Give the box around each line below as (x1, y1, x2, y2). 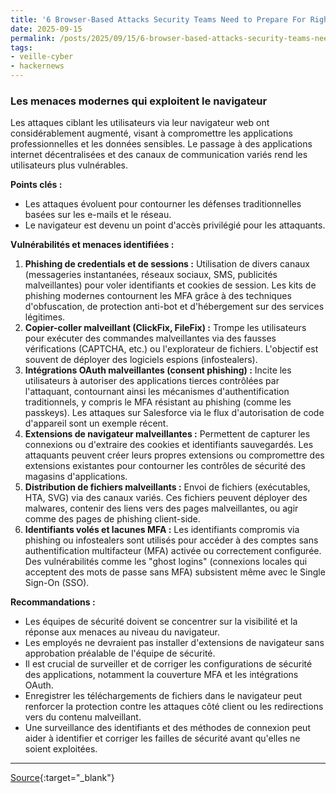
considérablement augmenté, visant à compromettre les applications (10, 127, 293, 140)
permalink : (10, 33, 56, 43)
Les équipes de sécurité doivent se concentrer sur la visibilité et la (24, 616, 298, 628)
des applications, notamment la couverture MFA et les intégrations (24, 669, 299, 681)
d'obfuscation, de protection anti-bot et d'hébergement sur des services (24, 301, 325, 313)
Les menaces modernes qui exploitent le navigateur (10, 94, 268, 108)
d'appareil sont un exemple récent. (24, 417, 169, 430)
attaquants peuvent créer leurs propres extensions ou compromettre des (24, 449, 325, 461)
